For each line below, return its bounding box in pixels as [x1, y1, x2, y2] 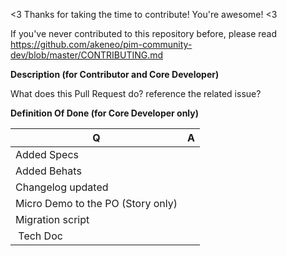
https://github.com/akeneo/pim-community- [10, 39, 193, 50]
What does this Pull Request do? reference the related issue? [10, 88, 262, 99]
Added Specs [15, 148, 80, 161]
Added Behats [15, 164, 82, 178]
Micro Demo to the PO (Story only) [15, 197, 178, 210]
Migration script [15, 213, 90, 226]
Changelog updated [15, 180, 109, 194]
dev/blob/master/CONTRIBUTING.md [10, 49, 164, 61]
